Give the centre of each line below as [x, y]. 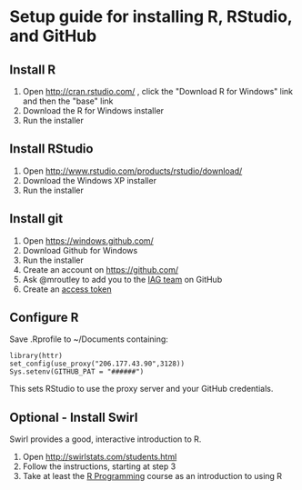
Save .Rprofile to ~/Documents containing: [89, 339]
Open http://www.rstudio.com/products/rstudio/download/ [132, 171]
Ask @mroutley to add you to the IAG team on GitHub [122, 279]
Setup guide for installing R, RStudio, [151, 17]
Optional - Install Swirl [74, 417]
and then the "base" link [68, 101]
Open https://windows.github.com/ [88, 240]
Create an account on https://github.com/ [101, 269]
